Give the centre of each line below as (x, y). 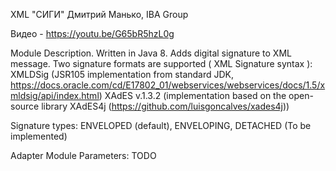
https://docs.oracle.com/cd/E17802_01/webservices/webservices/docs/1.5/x (168, 85)
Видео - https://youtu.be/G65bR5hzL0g (92, 33)
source (25, 106)
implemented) (39, 136)
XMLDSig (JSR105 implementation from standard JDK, (122, 74)
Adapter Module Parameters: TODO (83, 155)
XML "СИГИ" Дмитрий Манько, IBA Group (99, 14)
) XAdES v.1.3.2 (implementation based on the (192, 95)
